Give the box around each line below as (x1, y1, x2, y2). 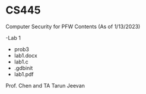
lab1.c (14, 58, 28, 65)
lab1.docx (14, 52, 38, 59)
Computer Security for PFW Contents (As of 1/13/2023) (5, 23, 141, 30)
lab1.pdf (14, 70, 34, 78)
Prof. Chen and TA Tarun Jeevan (5, 82, 85, 89)
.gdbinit (14, 64, 33, 71)
